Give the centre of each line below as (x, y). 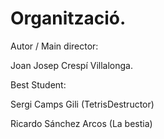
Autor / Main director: (54, 46)
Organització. (68, 18)
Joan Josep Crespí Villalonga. (71, 65)
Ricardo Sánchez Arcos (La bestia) (81, 123)
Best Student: (38, 84)
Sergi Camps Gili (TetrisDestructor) (82, 104)
